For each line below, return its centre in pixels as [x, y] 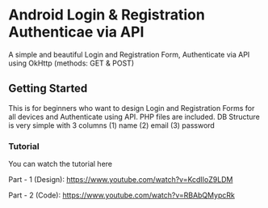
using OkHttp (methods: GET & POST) [71, 63]
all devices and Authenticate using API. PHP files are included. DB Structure [134, 117]
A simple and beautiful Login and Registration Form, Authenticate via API [129, 54]
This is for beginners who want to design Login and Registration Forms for [132, 108]
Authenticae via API [76, 32]
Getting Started [48, 89]
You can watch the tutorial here [61, 164]
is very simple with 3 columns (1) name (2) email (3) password [112, 125]
